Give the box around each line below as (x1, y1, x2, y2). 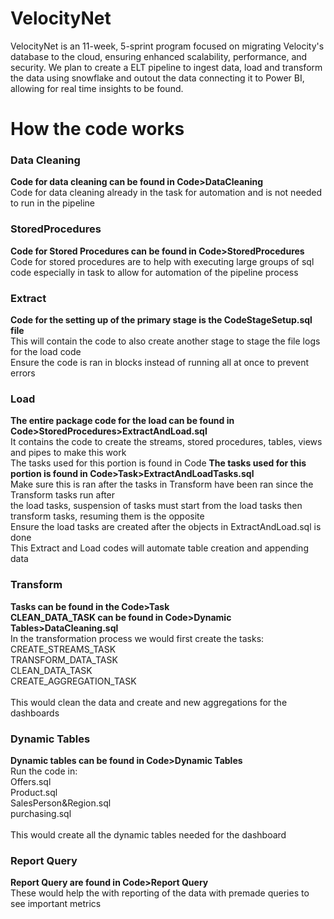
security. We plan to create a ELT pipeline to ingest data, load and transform (10, 61, 323, 73)
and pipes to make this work (10, 447, 127, 459)
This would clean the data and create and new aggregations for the (10, 696, 288, 708)
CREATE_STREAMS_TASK (10, 643, 117, 655)
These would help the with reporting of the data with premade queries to (10, 887, 310, 899)
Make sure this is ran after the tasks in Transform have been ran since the (10, 478, 314, 491)
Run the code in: (10, 765, 78, 777)
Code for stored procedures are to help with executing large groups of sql (10, 255, 315, 267)
